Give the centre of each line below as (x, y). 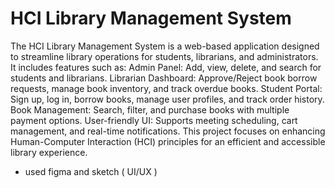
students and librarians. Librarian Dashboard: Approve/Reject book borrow (164, 78)
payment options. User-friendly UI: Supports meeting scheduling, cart (154, 120)
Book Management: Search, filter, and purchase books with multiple (150, 109)
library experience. (49, 152)
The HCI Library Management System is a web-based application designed (165, 46)
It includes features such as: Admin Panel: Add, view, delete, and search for (166, 67)
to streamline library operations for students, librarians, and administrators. (164, 56)
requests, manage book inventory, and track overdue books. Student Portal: (166, 88)
